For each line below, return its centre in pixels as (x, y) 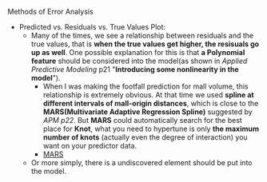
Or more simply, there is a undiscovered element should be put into (141, 162)
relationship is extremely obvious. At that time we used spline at (148, 95)
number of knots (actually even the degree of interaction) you (145, 137)
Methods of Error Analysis (50, 12)
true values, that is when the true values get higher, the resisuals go (145, 44)
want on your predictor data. (90, 146)
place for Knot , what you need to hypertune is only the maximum (151, 129)
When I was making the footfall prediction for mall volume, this (145, 86)
